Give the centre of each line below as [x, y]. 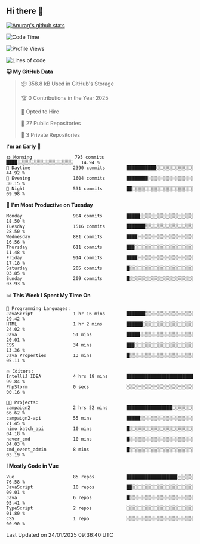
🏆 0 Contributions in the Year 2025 [64, 98]
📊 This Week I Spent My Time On [48, 295]
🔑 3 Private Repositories [50, 134]
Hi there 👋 [25, 11]
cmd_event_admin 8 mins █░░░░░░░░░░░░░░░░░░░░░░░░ [100, 449]
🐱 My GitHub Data [30, 72]
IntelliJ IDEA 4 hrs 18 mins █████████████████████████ [100, 376]
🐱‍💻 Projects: [22, 402]
